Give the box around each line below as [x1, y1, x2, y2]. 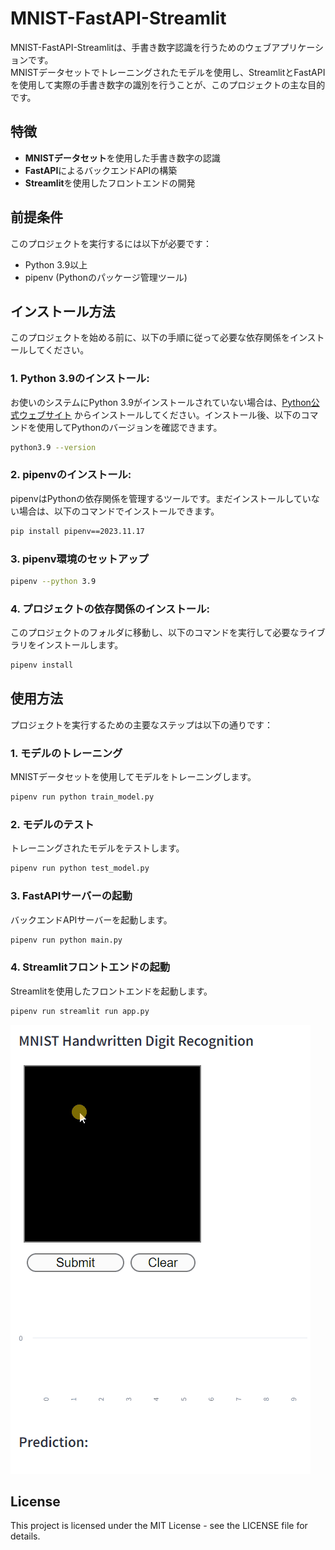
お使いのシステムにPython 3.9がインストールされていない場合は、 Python [10, 396, 312, 408]
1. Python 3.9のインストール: [10, 372, 150, 386]
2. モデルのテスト [10, 817, 95, 831]
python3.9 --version [10, 442, 97, 452]
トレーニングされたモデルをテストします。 [10, 842, 185, 854]
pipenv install [10, 660, 74, 671]
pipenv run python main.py [10, 935, 123, 945]
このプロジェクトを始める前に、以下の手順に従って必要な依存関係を [10, 332, 290, 344]
